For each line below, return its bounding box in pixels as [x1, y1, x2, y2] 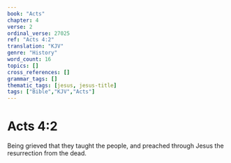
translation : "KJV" [7, 43, 64, 50]
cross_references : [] [7, 69, 70, 76]
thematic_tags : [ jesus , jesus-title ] [7, 82, 117, 89]
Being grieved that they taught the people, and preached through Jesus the [7, 141, 225, 150]
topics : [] [7, 62, 39, 69]
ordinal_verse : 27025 [7, 29, 70, 37]
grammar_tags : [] [7, 75, 58, 83]
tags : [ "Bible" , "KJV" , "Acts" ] [7, 88, 96, 95]
